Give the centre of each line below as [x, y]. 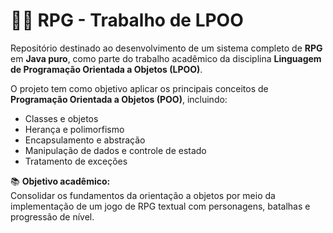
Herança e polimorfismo [74, 129]
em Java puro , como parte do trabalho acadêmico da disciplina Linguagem [166, 58]
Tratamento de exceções [76, 161]
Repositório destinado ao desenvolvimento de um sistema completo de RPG [166, 48]
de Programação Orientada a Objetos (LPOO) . [106, 69]
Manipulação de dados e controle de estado [115, 150]
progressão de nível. [52, 216]
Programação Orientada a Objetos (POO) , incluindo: [119, 99]
